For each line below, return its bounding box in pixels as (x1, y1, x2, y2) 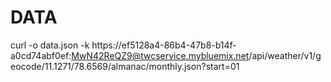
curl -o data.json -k (10, 39, 90, 51)
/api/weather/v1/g (248, 49, 322, 61)
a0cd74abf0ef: (10, 49, 72, 61)
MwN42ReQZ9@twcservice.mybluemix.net (71, 49, 250, 61)
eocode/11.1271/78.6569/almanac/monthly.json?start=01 (10, 60, 240, 72)
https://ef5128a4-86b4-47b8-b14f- (91, 39, 237, 51)
